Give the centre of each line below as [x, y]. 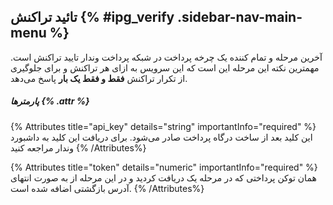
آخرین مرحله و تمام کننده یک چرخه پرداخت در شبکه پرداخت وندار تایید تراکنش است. [166, 57]
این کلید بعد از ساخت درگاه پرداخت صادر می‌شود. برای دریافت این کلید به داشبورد [161, 137]
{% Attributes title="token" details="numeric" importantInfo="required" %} [164, 167]
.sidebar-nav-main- [240, 17]
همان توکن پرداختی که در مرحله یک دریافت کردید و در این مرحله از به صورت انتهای [163, 177]
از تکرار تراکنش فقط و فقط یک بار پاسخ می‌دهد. [99, 78]
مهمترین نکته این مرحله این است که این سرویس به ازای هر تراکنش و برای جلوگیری [165, 67]
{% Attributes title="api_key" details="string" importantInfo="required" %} [163, 126]
